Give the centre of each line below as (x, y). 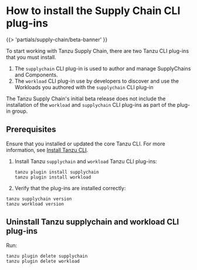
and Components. (36, 75)
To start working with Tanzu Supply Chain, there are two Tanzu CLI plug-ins (98, 50)
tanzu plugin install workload (53, 177)
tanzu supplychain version (39, 199)
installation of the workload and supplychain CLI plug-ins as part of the (91, 104)
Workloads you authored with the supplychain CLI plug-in (84, 87)
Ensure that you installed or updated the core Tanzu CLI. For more (86, 144)
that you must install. (31, 57)
